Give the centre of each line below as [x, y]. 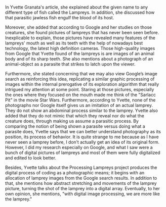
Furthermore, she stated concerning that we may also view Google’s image [81, 74]
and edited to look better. [31, 158]
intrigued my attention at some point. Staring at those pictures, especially [80, 89]
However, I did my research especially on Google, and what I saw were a [79, 147]
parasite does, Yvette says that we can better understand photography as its [83, 131]
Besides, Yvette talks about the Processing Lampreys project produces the [81, 167]
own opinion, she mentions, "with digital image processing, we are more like [83, 194]
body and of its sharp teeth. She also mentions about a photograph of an [79, 59]
